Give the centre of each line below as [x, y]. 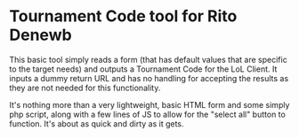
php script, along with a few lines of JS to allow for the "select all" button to [148, 114]
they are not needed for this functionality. [85, 88]
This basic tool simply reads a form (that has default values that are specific [148, 59]
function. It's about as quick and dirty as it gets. [97, 123]
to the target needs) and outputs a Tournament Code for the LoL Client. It [143, 69]
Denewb [41, 35]
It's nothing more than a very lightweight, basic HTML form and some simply [149, 104]
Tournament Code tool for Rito [123, 16]
